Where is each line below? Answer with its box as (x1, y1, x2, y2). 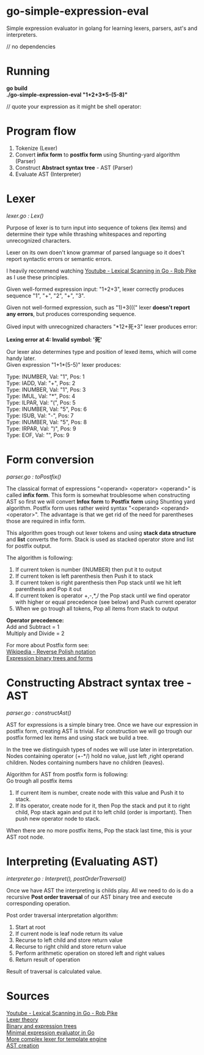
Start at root (15, 923, 46, 930)
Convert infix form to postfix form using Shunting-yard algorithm (15, 151, 180, 158)
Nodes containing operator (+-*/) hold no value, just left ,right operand (6, 752, 184, 759)
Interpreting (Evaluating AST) (6, 855, 159, 869)
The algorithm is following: (6, 554, 73, 561)
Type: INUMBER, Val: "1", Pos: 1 (6, 373, 85, 380)
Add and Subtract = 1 (6, 623, 60, 630)
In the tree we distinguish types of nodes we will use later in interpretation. (6, 746, 194, 753)
